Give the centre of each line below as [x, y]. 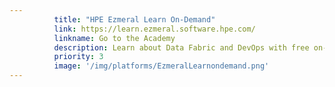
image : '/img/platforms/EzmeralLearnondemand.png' [161, 66]
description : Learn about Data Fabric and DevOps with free [181, 47]
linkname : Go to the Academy [114, 38]
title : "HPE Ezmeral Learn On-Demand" [134, 19]
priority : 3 [78, 57]
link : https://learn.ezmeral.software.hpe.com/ [154, 29]
